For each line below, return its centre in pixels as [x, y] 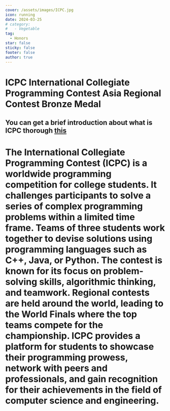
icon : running [20, 15]
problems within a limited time [70, 217]
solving [21, 282]
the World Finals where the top [71, 314]
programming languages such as [76, 250]
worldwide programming [58, 174]
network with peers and [57, 368]
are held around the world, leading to [84, 304]
